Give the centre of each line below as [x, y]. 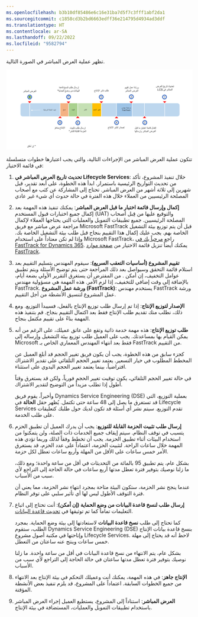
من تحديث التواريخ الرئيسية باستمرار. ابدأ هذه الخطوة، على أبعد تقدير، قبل [95, 183]
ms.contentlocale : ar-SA [37, 31]
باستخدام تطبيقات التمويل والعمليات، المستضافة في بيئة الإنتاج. [83, 607]
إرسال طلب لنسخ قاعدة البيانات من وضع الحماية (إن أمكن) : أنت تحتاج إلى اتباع [100, 504]
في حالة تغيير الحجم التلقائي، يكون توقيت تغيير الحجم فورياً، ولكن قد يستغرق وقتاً [103, 378]
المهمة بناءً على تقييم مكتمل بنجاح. [52, 318]
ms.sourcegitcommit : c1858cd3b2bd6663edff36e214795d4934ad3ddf [86, 19]
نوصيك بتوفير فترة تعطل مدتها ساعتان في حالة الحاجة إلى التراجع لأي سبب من [100, 559]
